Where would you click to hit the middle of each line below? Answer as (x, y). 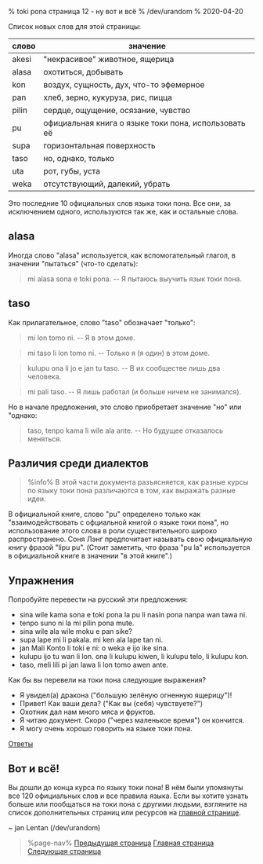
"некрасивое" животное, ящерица (108, 59)
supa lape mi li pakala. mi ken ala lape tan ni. (91, 640)
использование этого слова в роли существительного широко (113, 531)
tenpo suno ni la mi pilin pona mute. (77, 623)
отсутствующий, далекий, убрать (106, 184)
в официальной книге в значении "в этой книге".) (90, 556)
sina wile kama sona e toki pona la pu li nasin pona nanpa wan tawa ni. (133, 615)
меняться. (45, 438)
